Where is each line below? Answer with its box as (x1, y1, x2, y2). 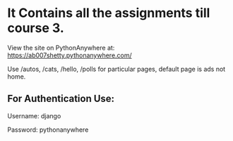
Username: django (7, 111, 61, 120)
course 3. (7, 20, 65, 36)
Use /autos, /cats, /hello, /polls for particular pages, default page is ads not (7, 64, 226, 73)
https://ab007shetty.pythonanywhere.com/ (7, 51, 132, 60)
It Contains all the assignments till (7, 5, 210, 21)
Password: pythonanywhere (7, 125, 89, 134)
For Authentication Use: (7, 93, 115, 105)
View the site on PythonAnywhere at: (7, 43, 115, 52)
